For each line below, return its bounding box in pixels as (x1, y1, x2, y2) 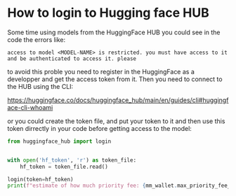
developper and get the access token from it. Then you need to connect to (7, 75, 223, 83)
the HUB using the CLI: (7, 82, 74, 90)
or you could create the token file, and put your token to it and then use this (7, 117, 225, 125)
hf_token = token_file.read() (20, 163, 109, 170)
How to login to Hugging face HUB (7, 5, 209, 21)
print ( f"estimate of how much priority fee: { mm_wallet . (7, 182, 178, 190)
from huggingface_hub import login (7, 138, 112, 145)
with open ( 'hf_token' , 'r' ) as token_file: (7, 156, 137, 164)
